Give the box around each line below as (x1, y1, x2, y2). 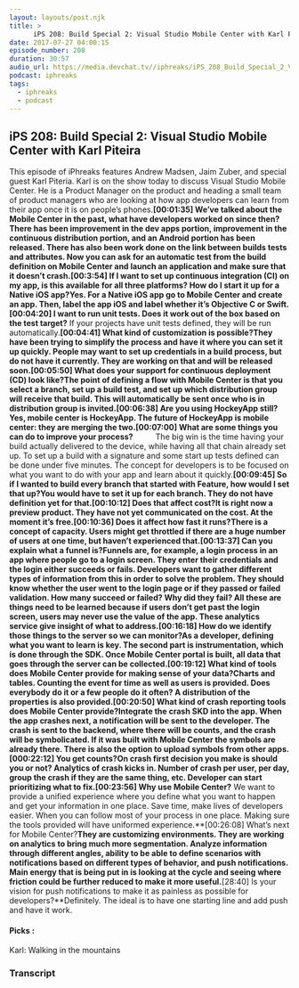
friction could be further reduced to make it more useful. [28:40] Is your (9, 877, 277, 887)
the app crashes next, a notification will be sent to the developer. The (9, 715, 271, 726)
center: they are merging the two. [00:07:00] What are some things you (9, 422, 279, 433)
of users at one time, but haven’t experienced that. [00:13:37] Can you (9, 535, 273, 546)
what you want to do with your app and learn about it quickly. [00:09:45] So (9, 470, 287, 480)
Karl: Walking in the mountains (9, 945, 121, 956)
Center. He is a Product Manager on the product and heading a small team (9, 185, 282, 196)
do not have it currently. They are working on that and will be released (9, 355, 273, 366)
